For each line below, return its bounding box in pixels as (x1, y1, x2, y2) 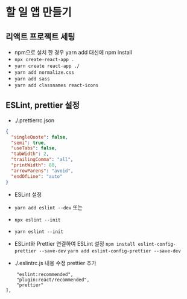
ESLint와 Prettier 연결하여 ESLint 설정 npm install (14, 240, 136, 247)
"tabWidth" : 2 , (11, 151, 49, 157)
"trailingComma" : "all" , (11, 157, 74, 163)
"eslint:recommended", (16, 271, 74, 277)
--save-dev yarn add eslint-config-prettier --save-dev (39, 248, 182, 254)
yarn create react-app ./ (14, 63, 80, 69)
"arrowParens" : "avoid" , (11, 168, 74, 174)
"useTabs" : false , (11, 145, 58, 151)
